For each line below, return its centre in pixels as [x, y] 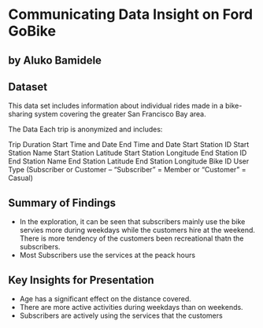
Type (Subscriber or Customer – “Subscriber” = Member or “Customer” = [127, 170]
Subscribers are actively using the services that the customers [121, 315]
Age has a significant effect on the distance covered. [105, 299]
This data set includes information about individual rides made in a [116, 106]
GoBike [32, 31]
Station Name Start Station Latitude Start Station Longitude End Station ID [128, 153]
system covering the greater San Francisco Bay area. [120, 114]
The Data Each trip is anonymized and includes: [85, 129]
